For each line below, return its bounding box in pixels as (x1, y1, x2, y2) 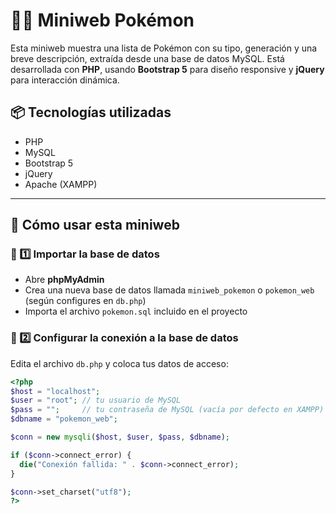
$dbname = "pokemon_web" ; (10, 414, 118, 424)
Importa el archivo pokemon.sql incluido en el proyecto (24, 305, 248, 318)
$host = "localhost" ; (10, 386, 101, 396)
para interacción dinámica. (10, 74, 120, 86)
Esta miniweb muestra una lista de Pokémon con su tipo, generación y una (10, 42, 318, 54)
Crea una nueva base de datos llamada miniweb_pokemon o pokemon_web (24, 284, 315, 296)
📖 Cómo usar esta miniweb (10, 217, 180, 234)
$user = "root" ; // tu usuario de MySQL (10, 395, 182, 406)
